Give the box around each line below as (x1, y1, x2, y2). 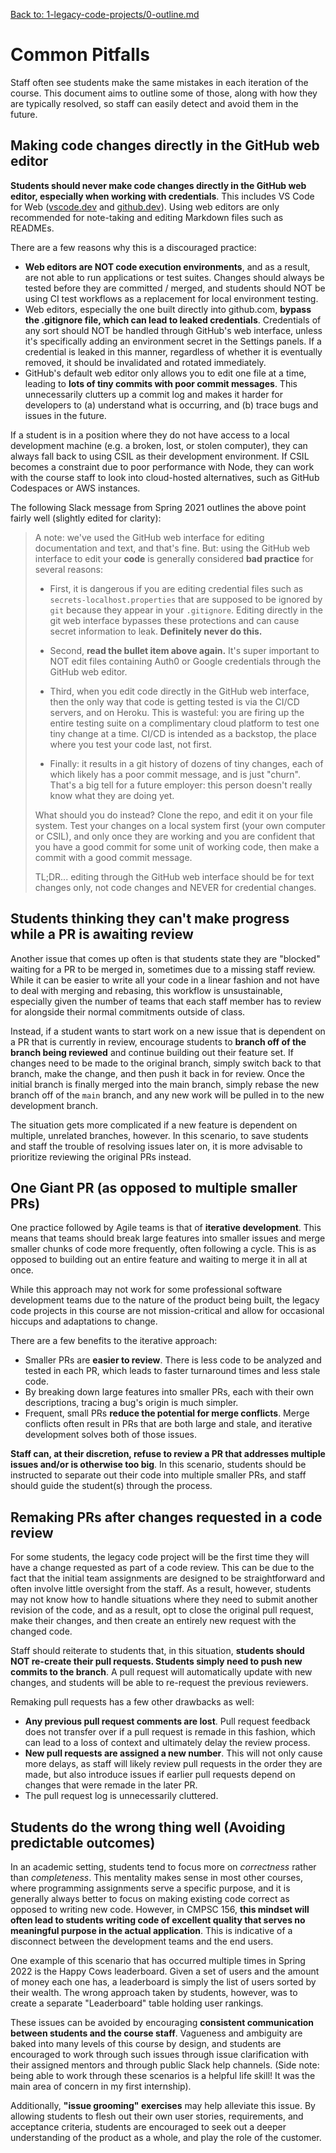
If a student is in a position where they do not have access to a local (10, 429, 290, 441)
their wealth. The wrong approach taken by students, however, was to (10, 1987, 298, 1998)
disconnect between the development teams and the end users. (10, 1935, 274, 1947)
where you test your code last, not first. (49, 738, 213, 750)
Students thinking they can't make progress (10, 910, 290, 928)
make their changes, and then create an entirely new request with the (10, 1615, 297, 1627)
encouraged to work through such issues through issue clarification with (10, 2049, 309, 2060)
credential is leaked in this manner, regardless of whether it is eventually (24, 345, 323, 358)
